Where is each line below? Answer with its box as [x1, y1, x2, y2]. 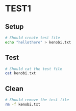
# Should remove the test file [5, 97, 69, 103]
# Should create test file [5, 35, 60, 40]
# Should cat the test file [5, 67, 63, 71]
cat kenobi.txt [5, 71, 36, 76]
